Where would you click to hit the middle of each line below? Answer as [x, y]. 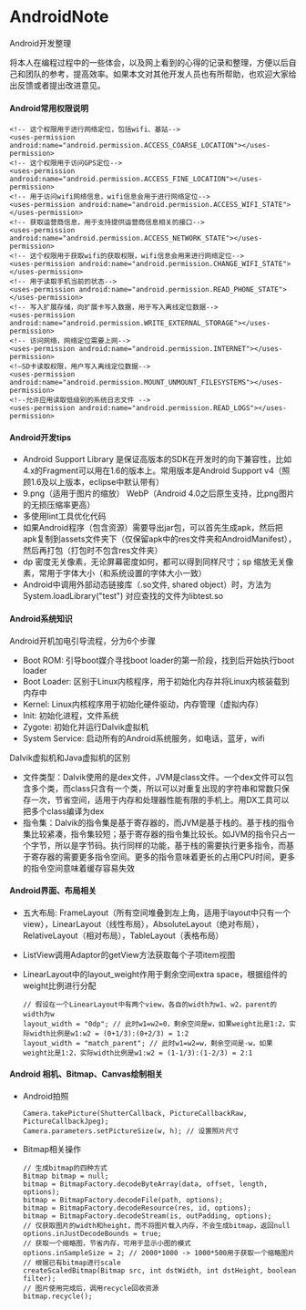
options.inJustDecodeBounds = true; [92, 1233]
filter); [39, 1278]
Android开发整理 [40, 43]
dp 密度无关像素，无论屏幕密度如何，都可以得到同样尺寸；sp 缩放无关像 [158, 562]
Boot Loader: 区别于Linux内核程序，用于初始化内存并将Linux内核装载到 [156, 681]
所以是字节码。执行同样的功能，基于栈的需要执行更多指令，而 [170, 845]
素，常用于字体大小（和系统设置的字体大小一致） [114, 573]
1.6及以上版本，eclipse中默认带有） [97, 482]
